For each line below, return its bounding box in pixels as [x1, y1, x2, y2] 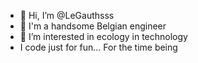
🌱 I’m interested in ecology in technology [19, 31, 188, 42]
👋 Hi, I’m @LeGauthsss [19, 10, 115, 21]
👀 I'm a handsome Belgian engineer [19, 20, 167, 32]
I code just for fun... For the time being [19, 41, 178, 53]
